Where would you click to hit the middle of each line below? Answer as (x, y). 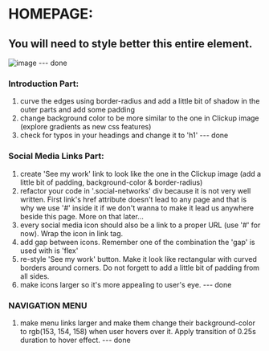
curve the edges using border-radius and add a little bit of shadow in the (140, 101)
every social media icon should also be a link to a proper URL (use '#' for (140, 225)
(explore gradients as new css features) (86, 127)
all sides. (35, 276)
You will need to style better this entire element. (130, 44)
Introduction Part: (44, 84)
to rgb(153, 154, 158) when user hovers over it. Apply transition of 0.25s (138, 331)
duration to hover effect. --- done (75, 340)
